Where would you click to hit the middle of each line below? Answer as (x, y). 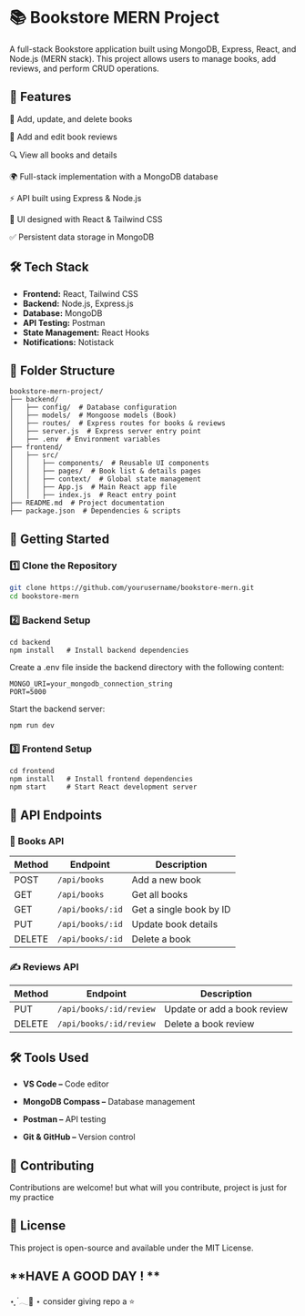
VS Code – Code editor (66, 1084)
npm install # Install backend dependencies (99, 651)
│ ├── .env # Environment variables (85, 439)
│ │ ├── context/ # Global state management (106, 479)
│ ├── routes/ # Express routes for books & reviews (117, 423)
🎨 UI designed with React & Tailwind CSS (86, 219)
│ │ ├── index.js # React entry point (93, 495)
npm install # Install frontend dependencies (102, 780)
